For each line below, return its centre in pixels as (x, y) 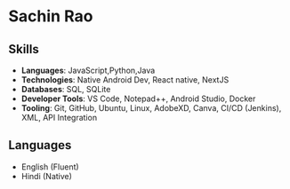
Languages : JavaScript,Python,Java (88, 70)
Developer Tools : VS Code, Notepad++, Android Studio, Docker (138, 98)
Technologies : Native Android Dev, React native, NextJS (125, 80)
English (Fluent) (50, 167)
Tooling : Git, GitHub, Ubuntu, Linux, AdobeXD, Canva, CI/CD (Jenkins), (151, 108)
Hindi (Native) (47, 176)
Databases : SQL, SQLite (66, 89)
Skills (24, 49)
